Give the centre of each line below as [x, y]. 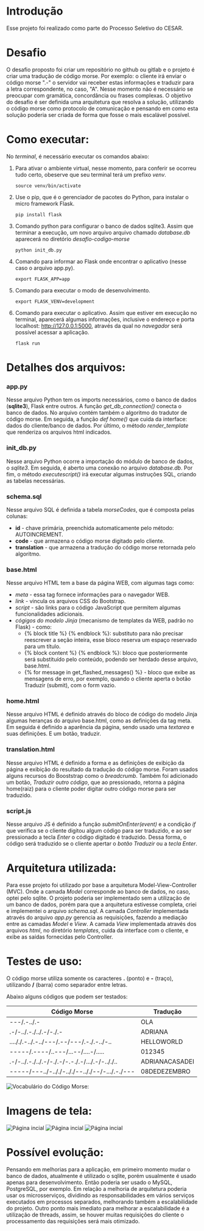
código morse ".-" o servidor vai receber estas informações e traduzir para [100, 82]
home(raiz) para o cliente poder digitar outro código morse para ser [91, 788]
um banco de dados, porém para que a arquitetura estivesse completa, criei [101, 905]
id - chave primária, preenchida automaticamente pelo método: [94, 527]
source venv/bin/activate [48, 186]
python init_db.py [38, 250]
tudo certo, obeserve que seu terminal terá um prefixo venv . [90, 174]
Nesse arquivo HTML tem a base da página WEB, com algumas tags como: [100, 583]
